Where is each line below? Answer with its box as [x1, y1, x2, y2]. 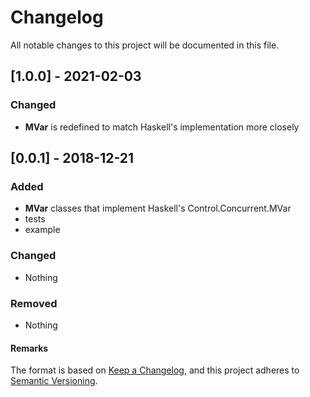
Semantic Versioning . [10, 375, 98, 387]
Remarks [10, 342, 49, 354]
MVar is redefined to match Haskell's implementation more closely [24, 121, 300, 133]
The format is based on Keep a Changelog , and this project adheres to [10, 364, 300, 376]
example [24, 224, 61, 236]
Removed [10, 296, 58, 310]
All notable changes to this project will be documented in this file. [10, 39, 280, 51]
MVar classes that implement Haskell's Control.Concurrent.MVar [24, 202, 292, 215]
